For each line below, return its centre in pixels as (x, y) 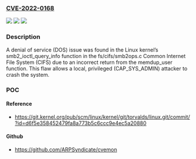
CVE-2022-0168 (30, 8)
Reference (19, 104)
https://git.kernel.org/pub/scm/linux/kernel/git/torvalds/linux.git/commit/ (102, 117)
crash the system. (28, 75)
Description (23, 37)
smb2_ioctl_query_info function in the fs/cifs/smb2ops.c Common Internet (96, 56)
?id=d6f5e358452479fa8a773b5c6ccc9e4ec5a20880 (81, 123)
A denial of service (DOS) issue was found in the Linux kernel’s (82, 50)
